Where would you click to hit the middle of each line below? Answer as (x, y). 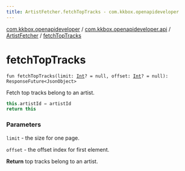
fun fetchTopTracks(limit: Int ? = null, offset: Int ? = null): (87, 76)
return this (21, 109)
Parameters (24, 124)
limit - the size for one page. (43, 138)
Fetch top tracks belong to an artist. (51, 92)
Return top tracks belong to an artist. (52, 161)
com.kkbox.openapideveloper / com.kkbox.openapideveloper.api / (89, 29)
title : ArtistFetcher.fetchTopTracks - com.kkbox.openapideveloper (93, 12)
